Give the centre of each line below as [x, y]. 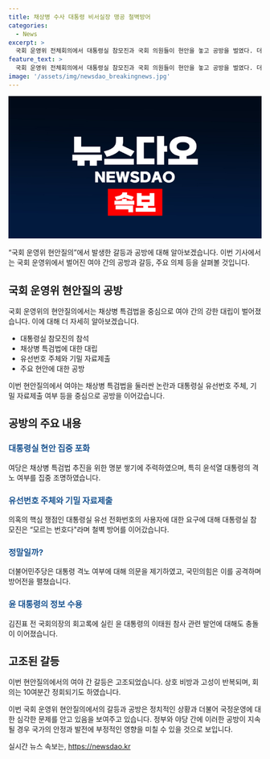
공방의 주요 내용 [45, 424]
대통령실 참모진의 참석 [55, 339]
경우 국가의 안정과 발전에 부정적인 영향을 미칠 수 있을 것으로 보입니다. [125, 729]
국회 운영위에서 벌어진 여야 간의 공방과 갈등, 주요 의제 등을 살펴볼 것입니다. [133, 262]
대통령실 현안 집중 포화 [49, 448]
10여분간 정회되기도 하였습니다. [72, 692]
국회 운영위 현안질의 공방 [65, 290]
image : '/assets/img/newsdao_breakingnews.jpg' [90, 76]
